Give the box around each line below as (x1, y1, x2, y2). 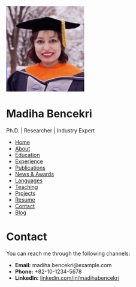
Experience (14, 158, 43, 165)
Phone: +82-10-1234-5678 (14, 268, 82, 275)
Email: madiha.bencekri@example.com (14, 261, 112, 268)
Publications (14, 164, 46, 171)
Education (14, 151, 40, 158)
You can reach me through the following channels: (6, 250, 131, 257)
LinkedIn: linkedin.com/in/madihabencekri (14, 274, 120, 282)
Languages (14, 177, 43, 184)
